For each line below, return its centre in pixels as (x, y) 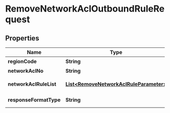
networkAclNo (26, 71)
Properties (22, 38)
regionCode (22, 61)
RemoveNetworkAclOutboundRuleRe (85, 9)
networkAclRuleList (32, 84)
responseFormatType (34, 100)
